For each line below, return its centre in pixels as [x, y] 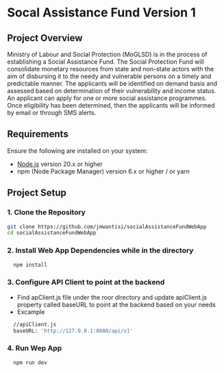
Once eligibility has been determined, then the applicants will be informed [111, 105]
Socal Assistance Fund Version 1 [102, 13]
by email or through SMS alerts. [52, 112]
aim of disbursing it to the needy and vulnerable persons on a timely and [109, 76]
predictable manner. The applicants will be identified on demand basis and [112, 83]
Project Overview [45, 38]
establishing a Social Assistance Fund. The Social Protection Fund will [105, 62]
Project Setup [37, 193]
